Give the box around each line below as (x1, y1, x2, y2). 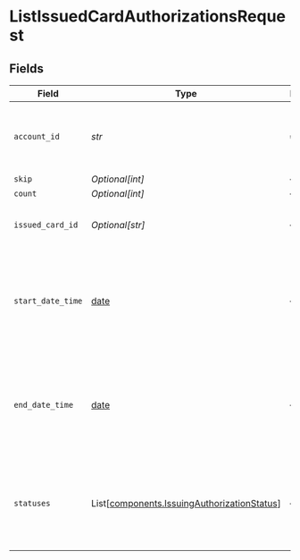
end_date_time (13, 400, 74, 410)
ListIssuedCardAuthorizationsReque (9, 6, 287, 27)
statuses (13, 498, 51, 508)
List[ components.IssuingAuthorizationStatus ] (90, 497, 281, 509)
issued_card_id (13, 220, 79, 230)
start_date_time (13, 296, 83, 306)
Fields (9, 61, 45, 76)
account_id (13, 132, 60, 141)
